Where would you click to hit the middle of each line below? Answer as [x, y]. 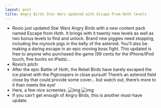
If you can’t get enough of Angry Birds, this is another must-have [77, 95]
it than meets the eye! [34, 85]
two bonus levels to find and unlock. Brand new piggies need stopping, [83, 38]
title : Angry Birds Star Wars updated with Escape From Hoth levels [76, 14]
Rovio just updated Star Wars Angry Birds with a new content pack [79, 28]
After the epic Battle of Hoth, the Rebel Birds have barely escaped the [82, 69]
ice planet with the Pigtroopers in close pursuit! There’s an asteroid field [84, 74]
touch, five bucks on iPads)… [41, 59]
